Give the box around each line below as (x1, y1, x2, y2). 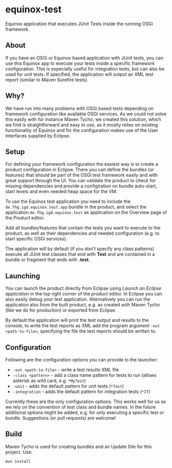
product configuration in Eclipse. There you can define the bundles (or (5, 166, 154, 173)
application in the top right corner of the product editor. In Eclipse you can (5, 291, 163, 297)
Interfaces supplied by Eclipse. (5, 132, 71, 138)
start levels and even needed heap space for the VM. (5, 188, 118, 195)
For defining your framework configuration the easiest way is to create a (5, 161, 158, 167)
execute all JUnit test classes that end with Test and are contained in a (5, 251, 155, 257)
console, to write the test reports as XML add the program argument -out (5, 323, 160, 329)
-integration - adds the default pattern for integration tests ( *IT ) (12, 389, 150, 394)
